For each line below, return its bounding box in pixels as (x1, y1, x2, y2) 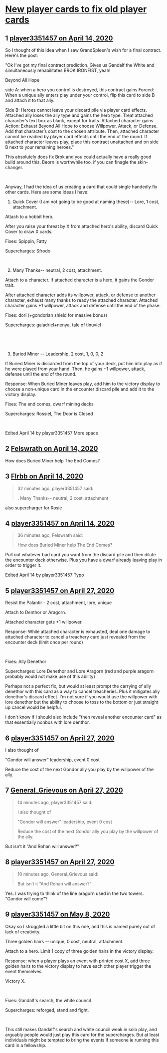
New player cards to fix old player (5, 3, 147, 15)
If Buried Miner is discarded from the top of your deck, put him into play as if (5, 361, 163, 366)
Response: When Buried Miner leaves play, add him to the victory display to (5, 381, 161, 387)
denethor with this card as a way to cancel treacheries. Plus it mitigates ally (5, 688, 160, 694)
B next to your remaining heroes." (5, 144, 74, 150)
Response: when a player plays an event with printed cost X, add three (5, 958, 151, 964)
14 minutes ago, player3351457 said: (17, 799, 93, 805)
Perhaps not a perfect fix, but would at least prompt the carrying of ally (5, 683, 151, 689)
